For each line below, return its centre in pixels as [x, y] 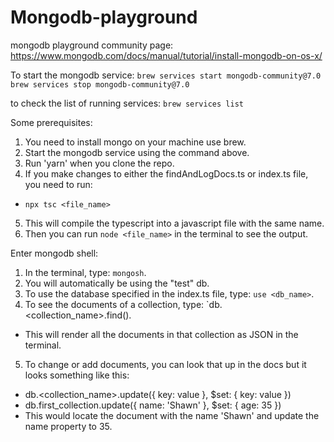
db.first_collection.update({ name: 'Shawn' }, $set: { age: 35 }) [153, 405]
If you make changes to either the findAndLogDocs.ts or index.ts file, [166, 173]
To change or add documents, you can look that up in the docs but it [165, 364]
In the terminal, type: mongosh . [85, 272]
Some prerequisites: [51, 122]
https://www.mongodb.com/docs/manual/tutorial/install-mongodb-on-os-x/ [166, 55]
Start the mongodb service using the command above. [137, 152]
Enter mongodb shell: [54, 253]
